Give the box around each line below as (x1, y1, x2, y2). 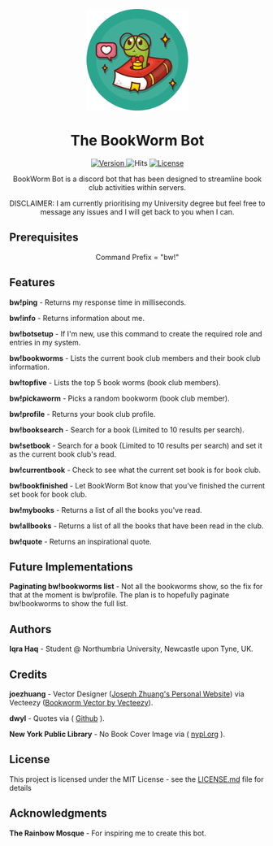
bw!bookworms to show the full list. (9, 599, 128, 609)
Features (9, 275, 55, 289)
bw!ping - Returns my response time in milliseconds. (9, 297, 186, 307)
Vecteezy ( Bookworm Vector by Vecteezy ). (9, 698, 154, 707)
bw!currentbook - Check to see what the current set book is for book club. (9, 465, 261, 475)
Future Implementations (9, 560, 133, 574)
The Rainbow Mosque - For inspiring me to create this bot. (9, 828, 206, 838)
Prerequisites (9, 231, 79, 245)
